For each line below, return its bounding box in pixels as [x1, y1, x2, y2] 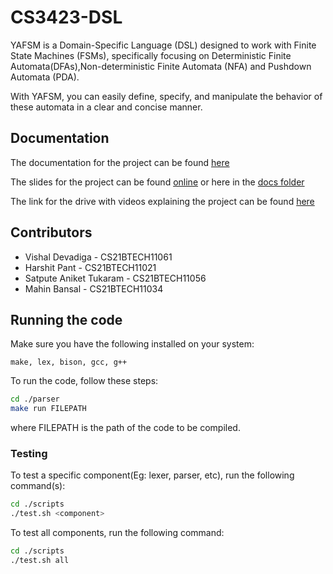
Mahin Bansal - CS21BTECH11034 [24, 282, 164, 295]
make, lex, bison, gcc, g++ [10, 357, 128, 368]
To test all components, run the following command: [10, 527, 225, 539]
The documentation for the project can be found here [10, 156, 230, 168]
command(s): [10, 480, 66, 492]
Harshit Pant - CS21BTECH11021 [24, 261, 157, 273]
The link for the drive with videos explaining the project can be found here [10, 195, 315, 207]
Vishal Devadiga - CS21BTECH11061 [24, 251, 173, 263]
